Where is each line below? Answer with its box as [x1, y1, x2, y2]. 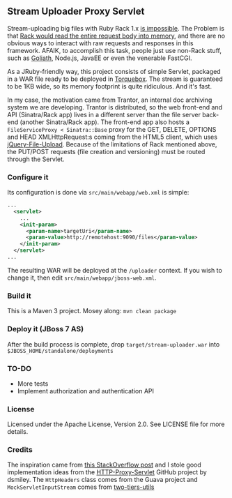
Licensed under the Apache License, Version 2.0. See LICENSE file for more [7, 420, 225, 428]
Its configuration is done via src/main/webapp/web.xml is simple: [7, 188, 190, 197]
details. [7, 428, 29, 436]
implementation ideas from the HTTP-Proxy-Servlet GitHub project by [7, 468, 207, 476]
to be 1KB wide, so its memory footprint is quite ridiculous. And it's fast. [7, 82, 212, 90]
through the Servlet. [7, 155, 65, 163]
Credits [7, 445, 33, 455]
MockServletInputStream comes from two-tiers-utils [7, 483, 155, 491]
